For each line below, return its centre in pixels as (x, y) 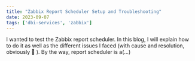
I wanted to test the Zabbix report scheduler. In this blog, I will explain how (98, 40)
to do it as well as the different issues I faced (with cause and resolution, (95, 46)
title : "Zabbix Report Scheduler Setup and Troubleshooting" (84, 12)
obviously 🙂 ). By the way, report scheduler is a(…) (68, 52)
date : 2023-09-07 (28, 17)
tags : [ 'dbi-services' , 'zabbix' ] (49, 23)
